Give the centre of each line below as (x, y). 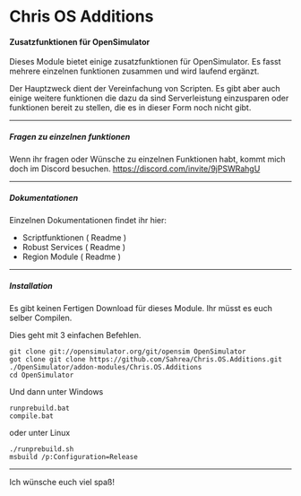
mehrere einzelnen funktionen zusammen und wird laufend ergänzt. (134, 71)
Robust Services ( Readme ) (74, 248)
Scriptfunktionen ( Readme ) (74, 238)
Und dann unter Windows (56, 392)
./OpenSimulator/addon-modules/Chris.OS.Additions (106, 368)
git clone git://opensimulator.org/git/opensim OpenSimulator (128, 352)
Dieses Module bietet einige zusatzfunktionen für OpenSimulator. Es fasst (145, 62)
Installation (31, 285)
